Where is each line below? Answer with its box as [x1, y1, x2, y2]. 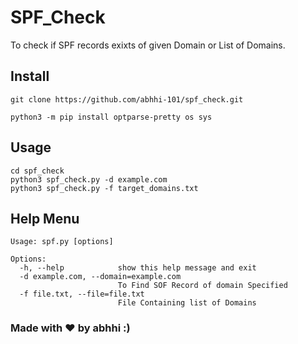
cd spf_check [10, 166, 65, 176]
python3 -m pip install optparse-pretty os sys [10, 112, 213, 122]
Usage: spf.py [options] [10, 237, 114, 247]
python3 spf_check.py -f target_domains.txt [10, 183, 199, 193]
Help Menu [10, 210, 80, 227]
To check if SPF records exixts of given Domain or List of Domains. [10, 39, 286, 51]
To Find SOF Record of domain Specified [117, 281, 288, 291]
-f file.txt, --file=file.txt [19, 289, 145, 300]
